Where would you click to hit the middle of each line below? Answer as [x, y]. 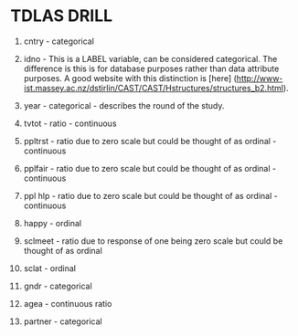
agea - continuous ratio [68, 303]
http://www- [260, 78]
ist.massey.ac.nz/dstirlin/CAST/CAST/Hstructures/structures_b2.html [154, 88]
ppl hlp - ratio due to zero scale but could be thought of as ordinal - [150, 195]
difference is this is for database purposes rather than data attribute [151, 68]
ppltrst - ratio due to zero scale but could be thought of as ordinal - [150, 141]
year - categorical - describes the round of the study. [124, 105]
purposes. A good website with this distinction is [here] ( [130, 78]
